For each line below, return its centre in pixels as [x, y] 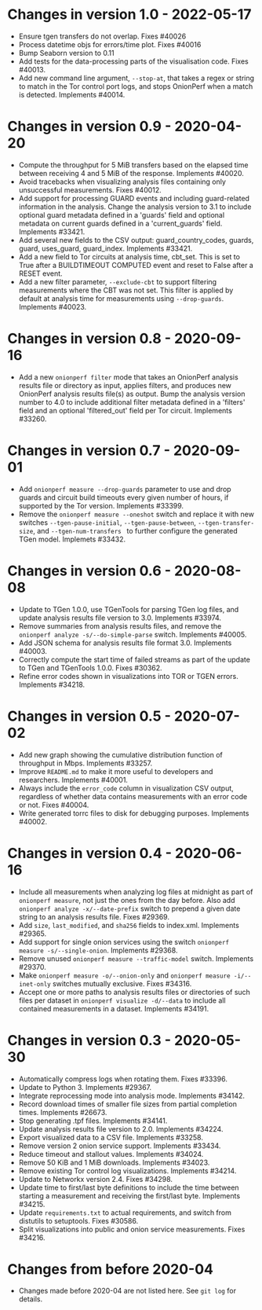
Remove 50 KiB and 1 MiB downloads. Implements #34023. [114, 1162]
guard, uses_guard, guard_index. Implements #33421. [106, 248]
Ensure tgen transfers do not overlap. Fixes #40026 [102, 36]
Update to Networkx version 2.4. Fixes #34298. [96, 1179]
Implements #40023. [53, 306]
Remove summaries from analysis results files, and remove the [120, 626]
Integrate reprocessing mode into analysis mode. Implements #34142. [131, 1095]
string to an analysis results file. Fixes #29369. [94, 916]
